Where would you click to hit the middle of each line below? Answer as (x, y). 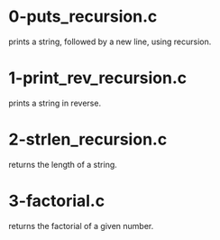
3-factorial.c (57, 201)
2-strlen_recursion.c (88, 139)
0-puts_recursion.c (83, 17)
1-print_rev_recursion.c (98, 78)
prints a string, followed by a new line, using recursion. (110, 42)
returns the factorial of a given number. (81, 226)
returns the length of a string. (63, 164)
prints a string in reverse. (55, 103)
